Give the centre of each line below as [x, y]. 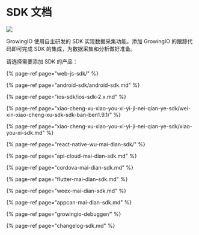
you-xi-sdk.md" [26, 132]
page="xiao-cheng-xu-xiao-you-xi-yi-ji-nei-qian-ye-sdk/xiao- [115, 126]
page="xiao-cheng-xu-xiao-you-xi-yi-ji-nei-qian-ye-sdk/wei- [115, 108]
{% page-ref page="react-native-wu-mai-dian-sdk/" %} [76, 144]
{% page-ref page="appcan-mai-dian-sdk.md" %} [69, 202]
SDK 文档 [29, 12]
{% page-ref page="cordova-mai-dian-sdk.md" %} [70, 167]
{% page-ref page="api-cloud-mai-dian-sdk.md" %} [72, 156]
